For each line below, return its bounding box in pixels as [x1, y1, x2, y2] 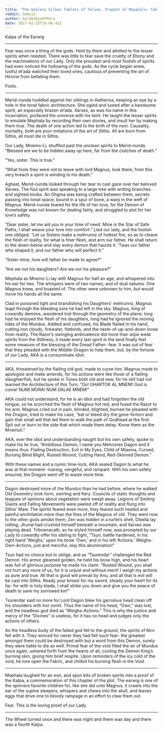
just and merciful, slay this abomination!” [33, 543, 115, 548]
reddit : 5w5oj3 [5, 12, 36, 17]
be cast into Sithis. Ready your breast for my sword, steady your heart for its [5, 578, 158, 583]
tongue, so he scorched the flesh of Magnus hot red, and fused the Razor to [5, 401, 157, 407]
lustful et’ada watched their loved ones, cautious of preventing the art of [5, 68, 149, 74]
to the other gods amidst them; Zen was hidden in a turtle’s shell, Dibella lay [5, 517, 156, 523]
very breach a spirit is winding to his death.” [5, 172, 93, 178]
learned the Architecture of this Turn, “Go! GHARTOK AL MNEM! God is [5, 382, 147, 388]
